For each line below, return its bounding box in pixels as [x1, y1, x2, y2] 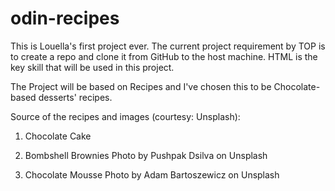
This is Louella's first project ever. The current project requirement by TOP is [10, 40, 326, 52]
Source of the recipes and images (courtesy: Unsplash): [10, 110, 241, 122]
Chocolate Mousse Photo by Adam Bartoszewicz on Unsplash [24, 168, 280, 181]
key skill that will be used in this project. [10, 61, 175, 73]
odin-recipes [10, 7, 120, 30]
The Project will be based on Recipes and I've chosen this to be [10, 80, 272, 92]
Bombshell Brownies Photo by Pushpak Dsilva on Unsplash [24, 149, 268, 161]
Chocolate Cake [24, 130, 92, 142]
